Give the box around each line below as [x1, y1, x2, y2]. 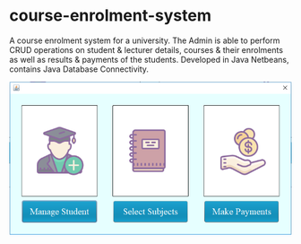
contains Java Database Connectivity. [9, 64, 150, 74]
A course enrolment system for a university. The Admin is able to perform [9, 35, 280, 46]
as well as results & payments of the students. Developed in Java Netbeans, [9, 54, 289, 65]
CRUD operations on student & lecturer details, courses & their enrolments [9, 44, 284, 55]
